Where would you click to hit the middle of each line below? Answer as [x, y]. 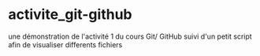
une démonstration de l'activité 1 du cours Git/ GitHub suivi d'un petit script [130, 36]
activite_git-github [70, 15]
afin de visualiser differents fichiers [65, 44]
